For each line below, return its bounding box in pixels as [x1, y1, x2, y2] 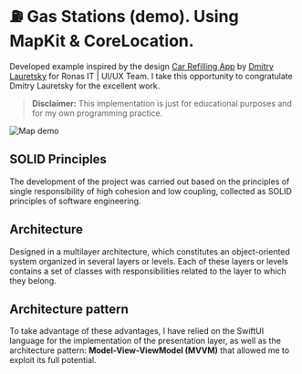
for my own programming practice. [31, 108, 163, 119]
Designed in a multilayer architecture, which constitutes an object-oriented [9, 245, 290, 257]
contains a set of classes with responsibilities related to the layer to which [9, 265, 287, 276]
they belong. [9, 275, 57, 286]
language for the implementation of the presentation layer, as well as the [9, 336, 281, 347]
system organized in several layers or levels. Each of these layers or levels [9, 255, 289, 266]
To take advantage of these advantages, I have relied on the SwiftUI [9, 326, 265, 337]
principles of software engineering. [9, 195, 141, 206]
